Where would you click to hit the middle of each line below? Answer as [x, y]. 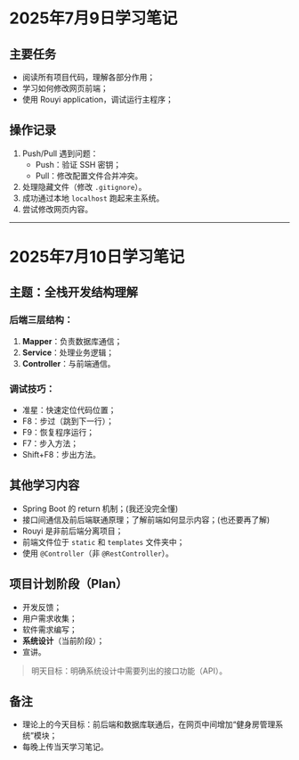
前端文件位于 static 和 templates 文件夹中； [103, 541]
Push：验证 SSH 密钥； [78, 164]
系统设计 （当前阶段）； [63, 640]
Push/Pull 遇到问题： [60, 153]
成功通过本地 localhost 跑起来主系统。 [93, 198]
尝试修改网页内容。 [57, 209]
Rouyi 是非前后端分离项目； [73, 531]
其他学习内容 [44, 486]
